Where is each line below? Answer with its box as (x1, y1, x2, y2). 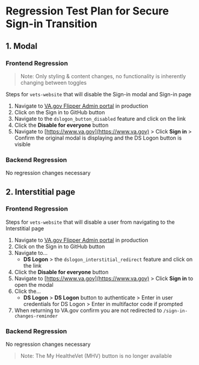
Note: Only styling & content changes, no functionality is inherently (20, 72, 186, 79)
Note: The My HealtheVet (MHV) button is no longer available (20, 352, 173, 360)
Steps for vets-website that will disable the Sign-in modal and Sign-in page (5, 90, 192, 97)
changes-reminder (14, 313, 58, 319)
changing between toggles (20, 79, 87, 86)
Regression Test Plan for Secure (5, 4, 169, 18)
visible (14, 140, 31, 148)
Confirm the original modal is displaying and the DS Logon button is (14, 134, 182, 141)
